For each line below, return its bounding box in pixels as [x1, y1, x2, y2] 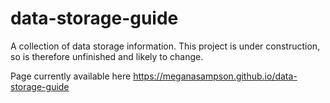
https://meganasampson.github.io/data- [133, 70, 298, 82]
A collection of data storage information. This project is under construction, [10, 40, 321, 52]
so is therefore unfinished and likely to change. [10, 50, 204, 62]
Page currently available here [10, 70, 132, 82]
